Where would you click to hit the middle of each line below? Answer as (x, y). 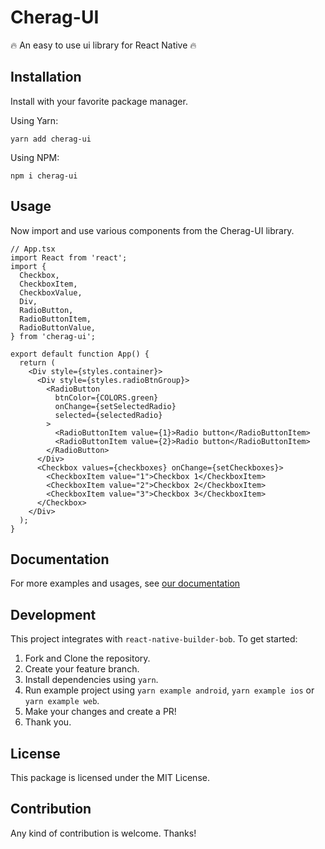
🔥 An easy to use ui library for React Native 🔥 (103, 45)
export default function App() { (80, 354)
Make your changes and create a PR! (100, 712)
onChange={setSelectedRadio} (115, 406)
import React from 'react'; (69, 257)
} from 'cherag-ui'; (53, 336)
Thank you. (48, 722)
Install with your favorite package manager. (99, 101)
